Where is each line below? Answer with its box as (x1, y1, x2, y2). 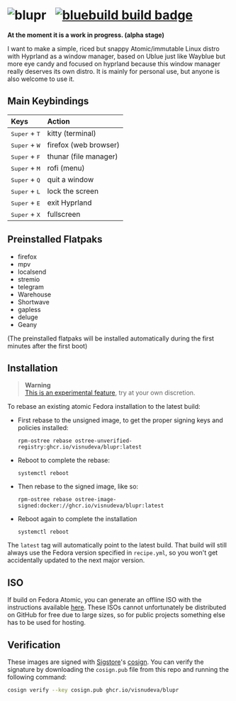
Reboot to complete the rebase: (17, 456, 111, 465)
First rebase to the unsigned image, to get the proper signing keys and (17, 416, 223, 424)
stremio (17, 274, 40, 284)
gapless (17, 305, 41, 314)
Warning (24, 381, 51, 390)
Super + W (11, 139, 40, 149)
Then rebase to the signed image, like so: (17, 482, 139, 491)
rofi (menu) (47, 163, 85, 173)
